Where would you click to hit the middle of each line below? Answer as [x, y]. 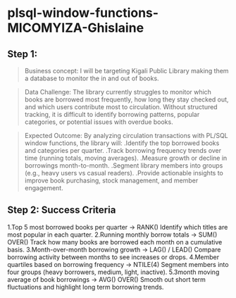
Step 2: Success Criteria [62, 210]
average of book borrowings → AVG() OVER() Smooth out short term [107, 279]
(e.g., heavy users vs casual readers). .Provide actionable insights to [124, 173]
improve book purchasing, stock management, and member [111, 180]
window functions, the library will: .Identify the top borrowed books [122, 143]
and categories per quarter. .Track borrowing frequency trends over [123, 150]
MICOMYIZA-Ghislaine [76, 28]
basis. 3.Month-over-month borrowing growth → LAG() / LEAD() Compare [114, 249]
